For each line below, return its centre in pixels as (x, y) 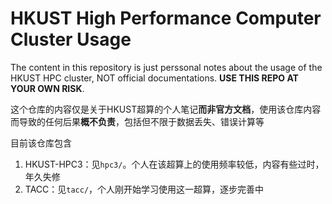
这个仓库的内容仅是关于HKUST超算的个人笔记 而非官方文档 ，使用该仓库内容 (166, 109)
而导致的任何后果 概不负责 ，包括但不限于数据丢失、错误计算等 (137, 121)
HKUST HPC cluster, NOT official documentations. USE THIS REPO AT (154, 78)
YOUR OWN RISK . (47, 88)
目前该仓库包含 (41, 143)
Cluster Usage (71, 39)
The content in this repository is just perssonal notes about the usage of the (166, 67)
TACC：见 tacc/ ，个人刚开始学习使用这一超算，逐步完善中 (144, 189)
